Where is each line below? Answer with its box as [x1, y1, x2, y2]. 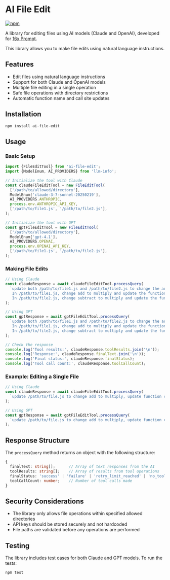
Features [5, 60, 34, 69]
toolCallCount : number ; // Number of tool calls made [10, 478, 133, 483]
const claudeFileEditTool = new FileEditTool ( [5, 183, 105, 188]
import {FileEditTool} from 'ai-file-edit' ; [5, 164, 101, 169]
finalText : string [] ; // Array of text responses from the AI [10, 464, 155, 469]
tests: [5, 560, 17, 566]
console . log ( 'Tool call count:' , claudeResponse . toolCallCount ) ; [5, 361, 146, 366]
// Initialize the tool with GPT [5, 220, 76, 225]
